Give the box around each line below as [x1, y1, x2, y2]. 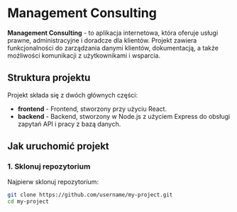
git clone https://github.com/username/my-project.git [7, 191, 173, 198]
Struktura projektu [7, 72, 91, 84]
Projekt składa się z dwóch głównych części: [7, 90, 138, 99]
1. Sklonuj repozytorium [7, 161, 91, 171]
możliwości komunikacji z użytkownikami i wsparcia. [7, 51, 161, 60]
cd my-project [7, 198, 50, 206]
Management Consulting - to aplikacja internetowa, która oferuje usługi [7, 28, 219, 37]
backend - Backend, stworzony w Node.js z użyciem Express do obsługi [17, 112, 231, 120]
